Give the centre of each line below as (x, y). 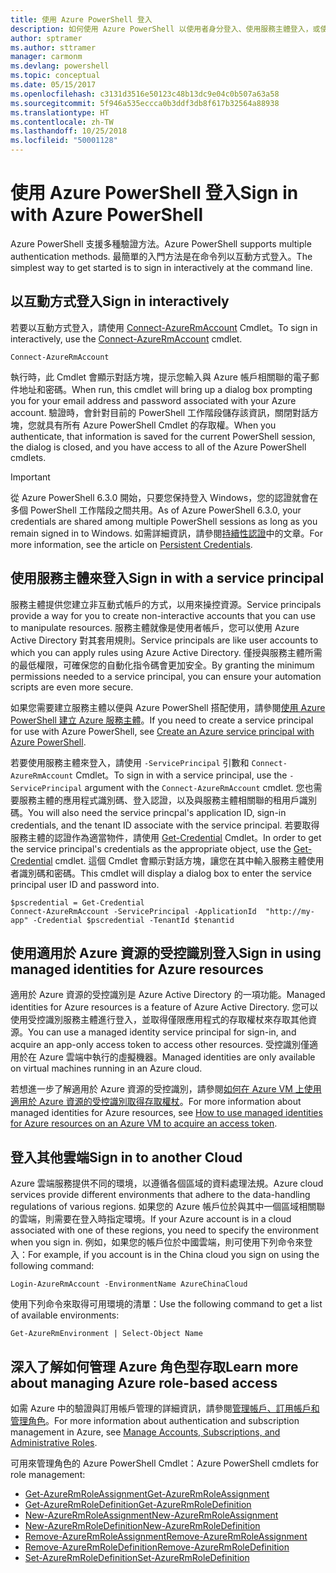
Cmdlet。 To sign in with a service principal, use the (181, 775)
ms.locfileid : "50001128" (64, 141)
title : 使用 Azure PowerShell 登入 (81, 19)
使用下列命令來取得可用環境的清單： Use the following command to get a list (166, 1304)
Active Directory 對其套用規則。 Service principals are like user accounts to (164, 640)
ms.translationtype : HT (60, 112)
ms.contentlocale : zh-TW (62, 122)
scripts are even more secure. (72, 687)
